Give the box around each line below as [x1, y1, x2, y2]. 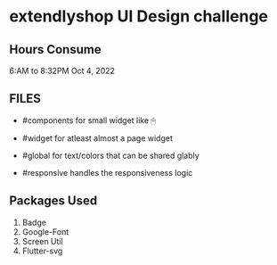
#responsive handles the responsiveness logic [21, 167, 193, 178]
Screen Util [21, 236, 64, 246]
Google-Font [21, 226, 69, 237]
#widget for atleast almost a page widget [21, 132, 174, 144]
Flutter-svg [21, 245, 63, 256]
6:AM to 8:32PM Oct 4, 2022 [9, 65, 116, 76]
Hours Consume [9, 42, 102, 57]
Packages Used [9, 194, 98, 209]
